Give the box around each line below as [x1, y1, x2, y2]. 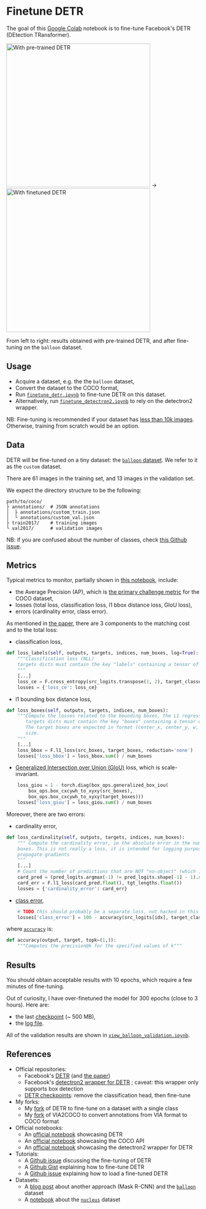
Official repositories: [15, 1065, 67, 1073]
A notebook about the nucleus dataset [24, 1196, 121, 1203]
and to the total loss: [6, 626, 58, 634]
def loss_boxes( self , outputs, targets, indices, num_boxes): [6, 707, 169, 713]
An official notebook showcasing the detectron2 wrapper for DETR [24, 1143, 193, 1151]
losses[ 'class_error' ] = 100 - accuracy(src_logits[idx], [17, 914, 169, 921]
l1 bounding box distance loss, [15, 695, 92, 703]
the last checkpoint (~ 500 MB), [15, 1013, 96, 1020]
